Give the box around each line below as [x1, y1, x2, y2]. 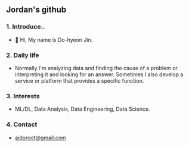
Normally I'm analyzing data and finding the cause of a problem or [14, 64, 178, 71]
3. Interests [6, 92, 40, 100]
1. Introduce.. [6, 23, 45, 31]
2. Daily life [6, 51, 39, 59]
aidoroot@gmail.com [14, 134, 67, 141]
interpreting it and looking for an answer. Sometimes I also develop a [14, 71, 184, 78]
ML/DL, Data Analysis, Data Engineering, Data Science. [14, 105, 150, 112]
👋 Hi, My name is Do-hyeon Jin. [14, 36, 93, 43]
